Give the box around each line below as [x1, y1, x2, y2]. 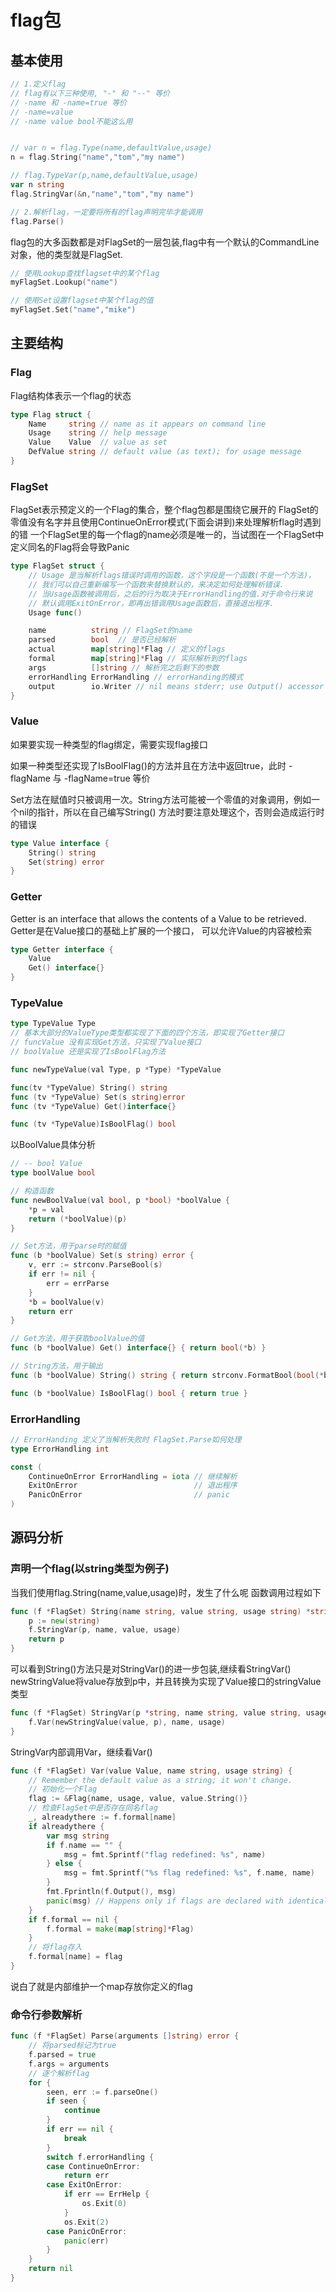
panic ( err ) [63, 2236, 110, 2246]
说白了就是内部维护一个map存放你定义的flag [10, 1980, 193, 1992]
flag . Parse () [10, 216, 65, 226]
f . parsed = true [28, 2050, 97, 2060]
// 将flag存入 [28, 1942, 83, 1953]
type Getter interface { [10, 944, 114, 955]
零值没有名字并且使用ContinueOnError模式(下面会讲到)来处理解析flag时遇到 [10, 516, 322, 528]
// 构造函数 [10, 1186, 55, 1196]
